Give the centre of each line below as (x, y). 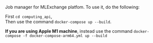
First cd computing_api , (29, 16)
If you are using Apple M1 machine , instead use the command (69, 31)
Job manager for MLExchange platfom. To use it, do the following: (73, 7)
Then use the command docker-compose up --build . (58, 22)
